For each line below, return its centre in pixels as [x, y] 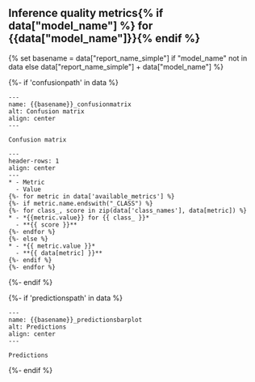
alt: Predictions [38, 327]
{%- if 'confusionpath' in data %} [63, 82]
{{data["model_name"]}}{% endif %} [104, 38]
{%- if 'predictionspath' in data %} [66, 298]
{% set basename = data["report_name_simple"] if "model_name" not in [128, 58]
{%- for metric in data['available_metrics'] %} [92, 196]
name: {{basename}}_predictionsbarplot [75, 320]
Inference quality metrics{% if [86, 13]
